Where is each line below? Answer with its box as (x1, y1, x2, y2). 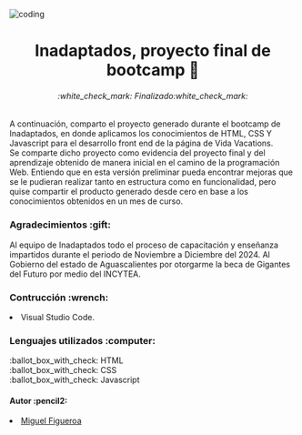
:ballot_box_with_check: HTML (9, 355, 125, 366)
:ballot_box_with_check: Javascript (9, 374, 140, 386)
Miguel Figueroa (21, 415, 82, 427)
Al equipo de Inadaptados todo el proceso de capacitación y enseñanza (9, 239, 279, 250)
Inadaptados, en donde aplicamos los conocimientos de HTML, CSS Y (9, 128, 273, 139)
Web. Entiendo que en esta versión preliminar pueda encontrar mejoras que (9, 167, 294, 177)
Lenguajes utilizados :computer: (9, 334, 156, 347)
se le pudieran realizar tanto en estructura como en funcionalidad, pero (9, 177, 277, 187)
